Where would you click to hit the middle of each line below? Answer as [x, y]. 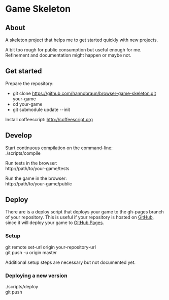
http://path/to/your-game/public [39, 183]
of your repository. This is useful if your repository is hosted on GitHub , [80, 217]
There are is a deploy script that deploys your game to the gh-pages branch [84, 212]
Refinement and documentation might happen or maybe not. [68, 55]
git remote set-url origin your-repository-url [51, 247]
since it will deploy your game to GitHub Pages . [55, 223]
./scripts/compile [23, 153]
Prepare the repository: [29, 83]
